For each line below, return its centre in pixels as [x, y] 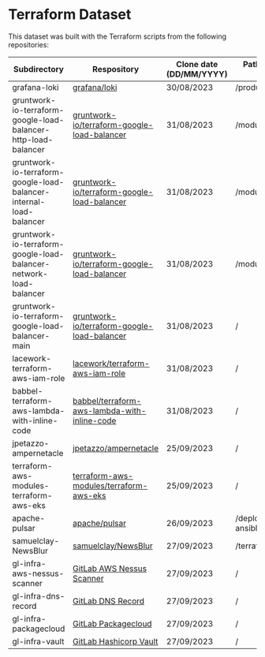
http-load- [33, 140]
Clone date [197, 64]
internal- [29, 201]
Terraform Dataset [70, 15]
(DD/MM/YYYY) [197, 74]
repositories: [29, 44]
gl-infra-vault [38, 641]
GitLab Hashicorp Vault [115, 641]
